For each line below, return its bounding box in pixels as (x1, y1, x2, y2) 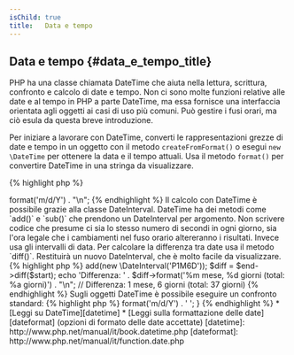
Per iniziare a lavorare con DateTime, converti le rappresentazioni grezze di (9, 132, 283, 143)
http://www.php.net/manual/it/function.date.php (9, 336, 184, 346)
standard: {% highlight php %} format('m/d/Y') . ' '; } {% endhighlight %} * (9, 298, 281, 309)
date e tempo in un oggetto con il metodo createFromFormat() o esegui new (9, 142, 282, 152)
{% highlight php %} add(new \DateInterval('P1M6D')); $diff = (9, 260, 235, 271)
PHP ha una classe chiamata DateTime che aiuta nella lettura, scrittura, (9, 77, 267, 89)
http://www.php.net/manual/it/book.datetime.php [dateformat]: (9, 327, 239, 337)
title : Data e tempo (9, 21, 93, 30)
